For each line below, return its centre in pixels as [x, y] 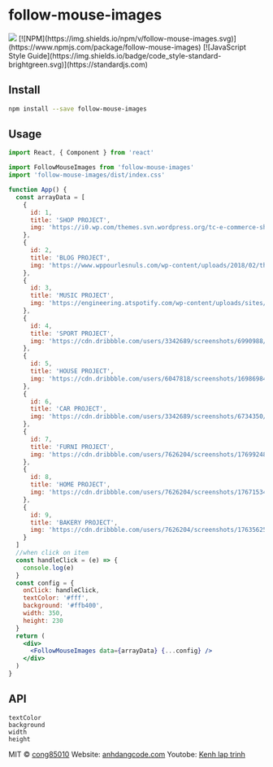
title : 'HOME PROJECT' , [70, 485]
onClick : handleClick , [61, 591]
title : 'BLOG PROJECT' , [70, 258]
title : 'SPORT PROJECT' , [72, 333]
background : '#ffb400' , [63, 606]
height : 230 [43, 621]
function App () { [38, 190]
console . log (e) [49, 568]
